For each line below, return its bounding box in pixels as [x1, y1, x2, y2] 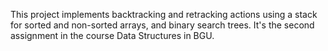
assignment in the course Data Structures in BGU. [10, 30, 215, 41]
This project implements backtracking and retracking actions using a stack [10, 9, 318, 20]
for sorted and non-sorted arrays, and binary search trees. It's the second [10, 19, 315, 31]
